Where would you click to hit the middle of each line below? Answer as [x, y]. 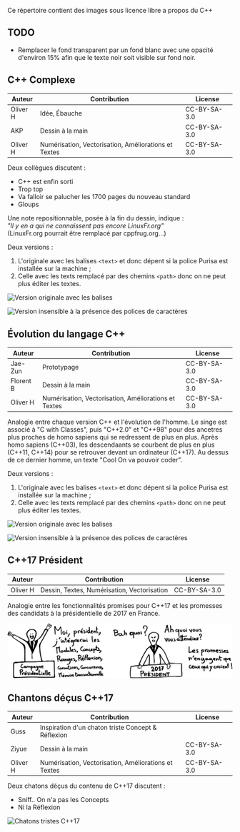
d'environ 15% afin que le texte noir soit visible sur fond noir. [107, 57]
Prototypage [61, 367]
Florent [21, 381]
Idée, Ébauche [61, 113]
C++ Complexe [41, 80]
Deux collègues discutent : [46, 168]
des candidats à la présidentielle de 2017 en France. [84, 613]
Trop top [30, 189]
